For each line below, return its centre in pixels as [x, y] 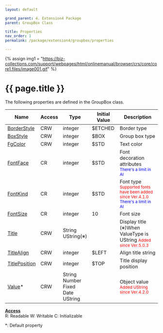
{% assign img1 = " [24, 58]
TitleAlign [18, 252]
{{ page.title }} [35, 89]
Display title [133, 221]
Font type [130, 182]
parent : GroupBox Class [29, 23]
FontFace [18, 163]
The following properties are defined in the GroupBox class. [65, 102]
